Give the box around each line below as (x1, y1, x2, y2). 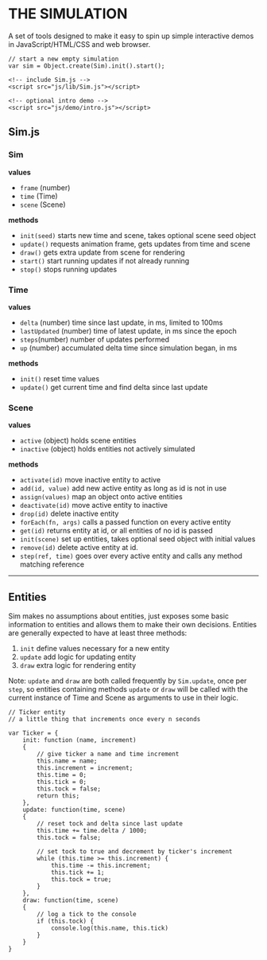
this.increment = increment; (37, 764, 133, 772)
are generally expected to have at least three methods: (8, 628, 188, 638)
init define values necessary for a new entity (19, 644, 170, 654)
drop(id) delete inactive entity (19, 509, 119, 518)
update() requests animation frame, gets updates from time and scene (19, 239, 250, 248)
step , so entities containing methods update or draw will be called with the (8, 685, 249, 694)
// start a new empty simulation (8, 55, 119, 63)
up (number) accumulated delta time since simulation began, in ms (19, 343, 238, 353)
